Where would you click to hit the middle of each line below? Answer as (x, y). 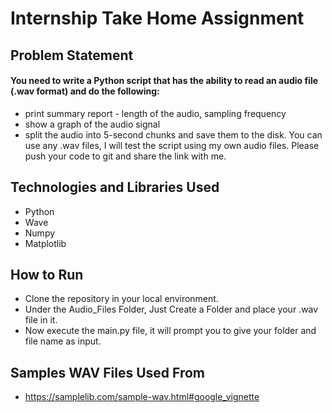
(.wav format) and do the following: (85, 91)
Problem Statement (72, 55)
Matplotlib (45, 243)
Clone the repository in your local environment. (121, 299)
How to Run (47, 274)
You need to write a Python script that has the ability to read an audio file (164, 81)
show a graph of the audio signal (92, 124)
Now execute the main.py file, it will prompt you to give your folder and (170, 331)
